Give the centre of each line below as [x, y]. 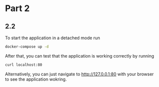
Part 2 [18, 8]
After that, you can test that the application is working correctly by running [79, 56]
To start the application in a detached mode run [53, 38]
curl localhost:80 [24, 65]
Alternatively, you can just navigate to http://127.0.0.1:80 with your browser [79, 74]
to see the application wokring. [36, 79]
